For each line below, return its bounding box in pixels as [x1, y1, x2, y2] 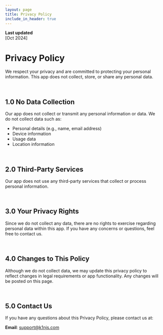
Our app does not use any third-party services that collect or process [5, 178, 147, 184]
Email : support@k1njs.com [5, 325, 59, 331]
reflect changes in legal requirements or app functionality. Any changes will [5, 273, 159, 279]
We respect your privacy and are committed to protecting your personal [5, 68, 151, 74]
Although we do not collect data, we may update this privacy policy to [5, 268, 147, 273]
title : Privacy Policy [5, 12, 52, 17]
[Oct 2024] [5, 35, 28, 41]
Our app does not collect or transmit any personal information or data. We [5, 111, 156, 117]
